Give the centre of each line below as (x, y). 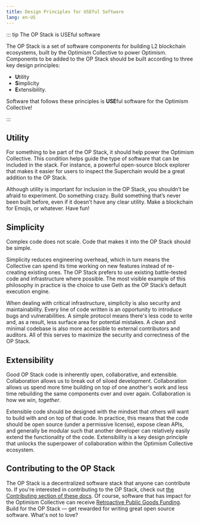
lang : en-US (21, 17)
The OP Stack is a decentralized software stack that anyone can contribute (98, 483)
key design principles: (33, 65)
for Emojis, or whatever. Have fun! (48, 208)
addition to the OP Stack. (37, 178)
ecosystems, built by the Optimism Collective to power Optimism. (87, 52)
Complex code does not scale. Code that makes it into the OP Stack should (99, 242)
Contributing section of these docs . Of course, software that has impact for (99, 495)
